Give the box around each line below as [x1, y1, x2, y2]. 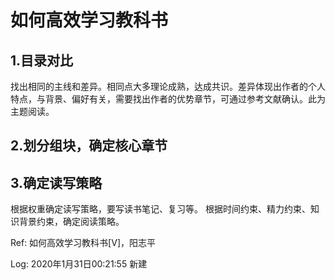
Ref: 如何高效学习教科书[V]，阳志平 [10, 237, 156, 249]
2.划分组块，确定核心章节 [10, 137, 168, 155]
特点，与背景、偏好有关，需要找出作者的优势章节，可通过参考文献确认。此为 [10, 93, 326, 105]
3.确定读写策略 [10, 174, 103, 191]
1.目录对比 [10, 52, 74, 69]
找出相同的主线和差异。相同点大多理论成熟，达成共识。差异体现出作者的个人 [10, 81, 326, 92]
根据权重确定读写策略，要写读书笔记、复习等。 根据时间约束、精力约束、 [10, 203, 311, 215]
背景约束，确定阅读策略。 [18, 216, 125, 228]
